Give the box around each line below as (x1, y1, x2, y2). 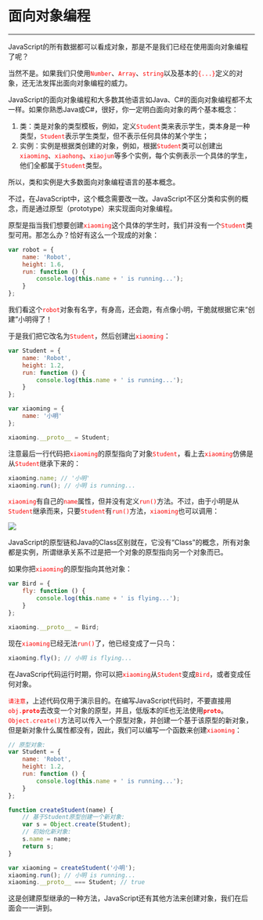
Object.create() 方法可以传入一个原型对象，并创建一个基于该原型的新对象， (8, 715, 253, 725)
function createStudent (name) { (8, 805, 113, 814)
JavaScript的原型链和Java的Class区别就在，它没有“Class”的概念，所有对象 (8, 538, 250, 547)
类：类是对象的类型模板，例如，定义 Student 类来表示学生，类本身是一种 (19, 121, 250, 130)
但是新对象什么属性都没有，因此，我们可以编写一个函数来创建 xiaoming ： (8, 725, 243, 734)
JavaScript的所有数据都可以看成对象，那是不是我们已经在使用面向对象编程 (8, 42, 249, 51)
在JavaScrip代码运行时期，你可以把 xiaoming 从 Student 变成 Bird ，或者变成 (8, 669, 244, 678)
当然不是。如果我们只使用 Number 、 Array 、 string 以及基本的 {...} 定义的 (8, 68, 236, 78)
